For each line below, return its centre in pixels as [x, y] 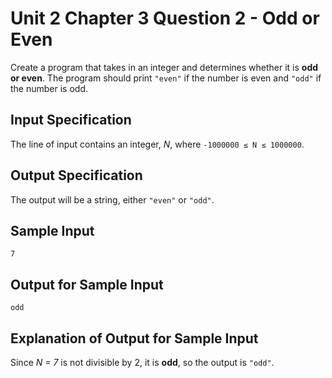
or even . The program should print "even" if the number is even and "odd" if [166, 78]
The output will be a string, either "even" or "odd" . [112, 199]
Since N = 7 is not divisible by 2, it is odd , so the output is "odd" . [142, 362]
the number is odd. [49, 88]
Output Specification [76, 175]
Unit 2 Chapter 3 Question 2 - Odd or [165, 18]
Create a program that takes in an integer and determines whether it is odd [164, 67]
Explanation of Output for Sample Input [134, 338]
